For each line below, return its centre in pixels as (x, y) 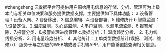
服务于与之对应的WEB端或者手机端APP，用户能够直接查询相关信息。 (89, 44)
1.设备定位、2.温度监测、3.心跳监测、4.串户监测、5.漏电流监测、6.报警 (77, 26)
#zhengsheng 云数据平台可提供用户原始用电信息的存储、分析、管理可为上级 (83, 7)
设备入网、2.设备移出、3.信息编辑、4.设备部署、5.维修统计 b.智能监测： (86, 20)
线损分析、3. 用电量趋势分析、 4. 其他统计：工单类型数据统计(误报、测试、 (81, 38)
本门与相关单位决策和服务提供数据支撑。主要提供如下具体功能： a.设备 (77, 13)
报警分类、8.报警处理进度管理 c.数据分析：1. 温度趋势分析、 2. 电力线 (87, 32)
